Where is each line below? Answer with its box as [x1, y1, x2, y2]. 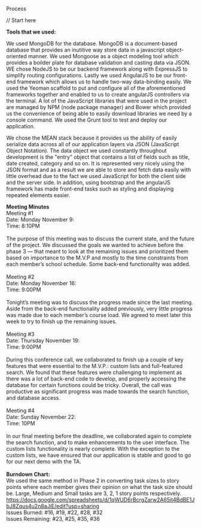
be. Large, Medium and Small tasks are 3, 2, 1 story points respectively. [6, 490, 182, 497]
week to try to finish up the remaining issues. [6, 318, 117, 325]
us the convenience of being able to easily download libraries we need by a [6, 110, 193, 117]
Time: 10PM [6, 420, 35, 427]
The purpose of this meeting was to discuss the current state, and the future [6, 235, 194, 242]
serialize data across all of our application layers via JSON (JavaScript [6, 141, 179, 147]
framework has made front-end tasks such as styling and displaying [6, 185, 174, 192]
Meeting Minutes [6, 203, 50, 210]
